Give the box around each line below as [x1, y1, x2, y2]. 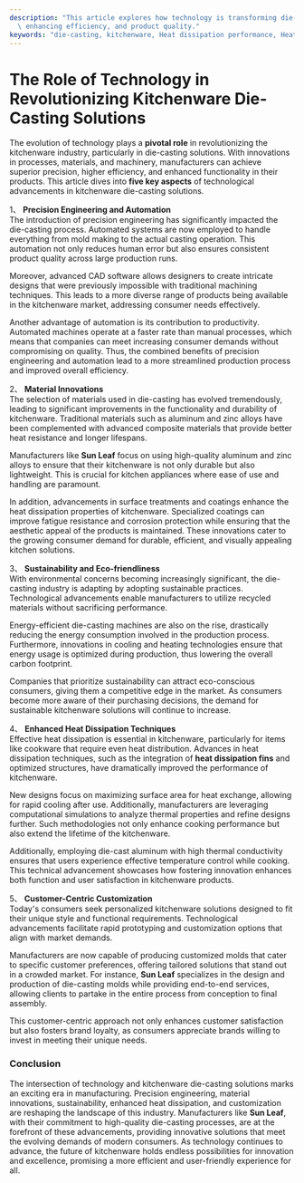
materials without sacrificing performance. [9, 602, 168, 613]
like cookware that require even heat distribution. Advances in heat [9, 744, 260, 755]
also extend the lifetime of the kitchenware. [9, 828, 171, 839]
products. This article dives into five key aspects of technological [9, 176, 255, 187]
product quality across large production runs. [9, 253, 178, 264]
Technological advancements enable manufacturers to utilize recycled [9, 592, 271, 603]
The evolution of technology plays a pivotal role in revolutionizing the [9, 138, 269, 149]
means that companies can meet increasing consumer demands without [9, 336, 279, 347]
